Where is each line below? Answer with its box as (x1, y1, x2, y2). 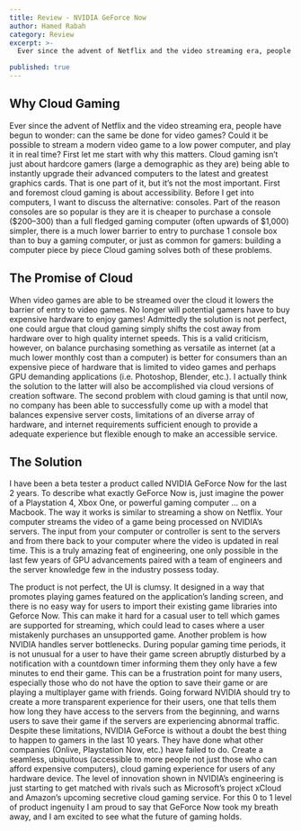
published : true (9, 63, 70, 72)
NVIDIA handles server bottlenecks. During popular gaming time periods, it (9, 639, 286, 650)
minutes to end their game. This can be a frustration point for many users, (9, 668, 283, 679)
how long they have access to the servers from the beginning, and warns (9, 706, 280, 717)
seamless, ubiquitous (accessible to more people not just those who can (9, 754, 277, 765)
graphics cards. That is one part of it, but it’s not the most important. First (9, 177, 280, 188)
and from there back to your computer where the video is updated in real (9, 536, 279, 546)
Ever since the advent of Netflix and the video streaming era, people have (9, 120, 282, 131)
